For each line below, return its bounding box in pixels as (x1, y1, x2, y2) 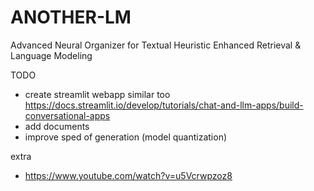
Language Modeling (10, 49, 93, 61)
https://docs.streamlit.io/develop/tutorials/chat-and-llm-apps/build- (24, 99, 304, 111)
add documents (24, 120, 90, 132)
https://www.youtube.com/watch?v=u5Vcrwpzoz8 (24, 169, 233, 181)
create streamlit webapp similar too (24, 88, 171, 100)
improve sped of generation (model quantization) (24, 131, 228, 143)
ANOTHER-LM (10, 6, 132, 29)
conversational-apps (24, 109, 111, 121)
